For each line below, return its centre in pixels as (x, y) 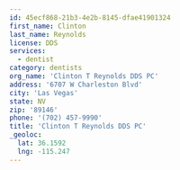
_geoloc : (26, 135)
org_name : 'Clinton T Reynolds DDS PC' (84, 76)
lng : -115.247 (44, 151)
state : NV (28, 101)
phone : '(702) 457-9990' (56, 118)
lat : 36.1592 (42, 143)
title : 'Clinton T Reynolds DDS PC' (78, 127)
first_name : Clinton (48, 26)
